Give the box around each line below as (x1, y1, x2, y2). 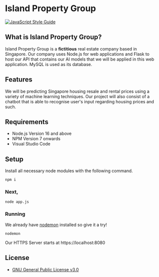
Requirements (5, 117, 48, 126)
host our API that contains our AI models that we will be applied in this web (5, 56, 154, 62)
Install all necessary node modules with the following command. (5, 168, 133, 174)
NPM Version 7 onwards (12, 136, 61, 142)
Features (5, 76, 32, 84)
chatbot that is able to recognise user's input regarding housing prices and (5, 98, 154, 104)
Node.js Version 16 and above (12, 130, 72, 136)
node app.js (5, 199, 29, 204)
